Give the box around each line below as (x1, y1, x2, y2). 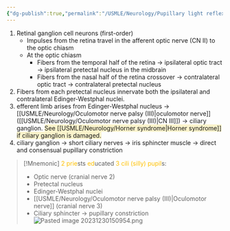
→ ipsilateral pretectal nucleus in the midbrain (36, 65, 166, 74)
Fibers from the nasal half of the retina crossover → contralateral (36, 73, 220, 81)
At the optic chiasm (26, 51, 82, 59)
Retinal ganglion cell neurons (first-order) (16, 29, 134, 37)
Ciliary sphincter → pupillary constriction (33, 209, 149, 217)
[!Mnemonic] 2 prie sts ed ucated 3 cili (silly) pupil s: (23, 159, 167, 167)
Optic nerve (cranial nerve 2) (33, 173, 115, 181)
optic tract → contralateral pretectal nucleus (36, 80, 162, 88)
